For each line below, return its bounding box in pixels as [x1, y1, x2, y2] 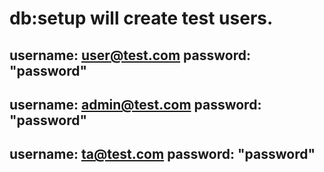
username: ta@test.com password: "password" [9, 146, 316, 163]
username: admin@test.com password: [9, 96, 262, 113]
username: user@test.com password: [9, 47, 251, 64]
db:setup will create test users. [9, 7, 274, 30]
